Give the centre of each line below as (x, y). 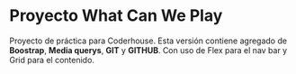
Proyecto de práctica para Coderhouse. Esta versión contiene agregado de (148, 41)
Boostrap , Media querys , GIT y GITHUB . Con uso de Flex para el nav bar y (148, 50)
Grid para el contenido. (52, 60)
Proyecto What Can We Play (116, 16)
